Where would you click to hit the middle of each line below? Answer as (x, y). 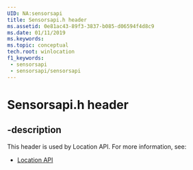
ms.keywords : (26, 39)
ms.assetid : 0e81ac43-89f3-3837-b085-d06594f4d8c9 (81, 26)
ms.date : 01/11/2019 (37, 33)
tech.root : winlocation (41, 52)
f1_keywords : (26, 58)
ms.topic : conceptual (38, 45)
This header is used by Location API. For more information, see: (97, 146)
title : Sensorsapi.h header (47, 20)
